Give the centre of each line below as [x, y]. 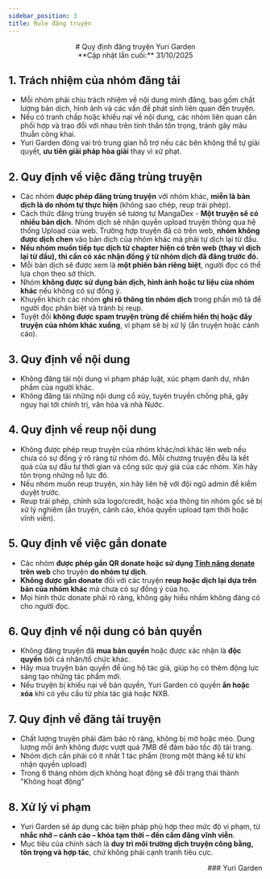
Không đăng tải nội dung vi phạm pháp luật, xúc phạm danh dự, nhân [135, 378]
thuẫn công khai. [48, 134]
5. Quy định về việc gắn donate [88, 544]
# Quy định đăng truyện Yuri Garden [135, 46]
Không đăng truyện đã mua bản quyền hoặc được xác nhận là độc [131, 651]
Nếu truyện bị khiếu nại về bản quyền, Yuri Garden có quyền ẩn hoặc [135, 685]
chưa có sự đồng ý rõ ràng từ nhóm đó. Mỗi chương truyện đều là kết [135, 458]
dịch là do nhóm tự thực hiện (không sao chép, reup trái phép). [125, 205]
